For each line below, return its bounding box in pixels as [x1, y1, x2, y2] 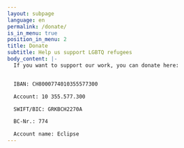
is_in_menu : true [7, 29, 58, 37]
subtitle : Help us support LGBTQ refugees [7, 49, 132, 56]
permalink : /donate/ [7, 23, 68, 30]
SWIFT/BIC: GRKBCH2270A [13, 106, 82, 113]
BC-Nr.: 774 [13, 118, 49, 125]
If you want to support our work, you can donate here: [13, 62, 179, 69]
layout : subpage [7, 10, 54, 17]
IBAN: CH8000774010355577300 [13, 81, 98, 88]
